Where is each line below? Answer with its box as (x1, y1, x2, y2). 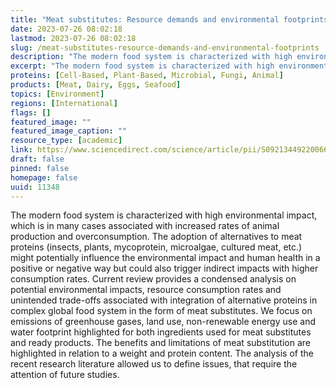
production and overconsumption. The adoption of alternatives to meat (10, 231, 303, 243)
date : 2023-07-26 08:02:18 (10, 24, 123, 34)
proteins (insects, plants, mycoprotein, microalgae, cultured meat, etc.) (10, 241, 303, 253)
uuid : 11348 (10, 182, 60, 192)
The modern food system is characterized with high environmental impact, (10, 209, 318, 221)
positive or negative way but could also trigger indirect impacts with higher (10, 262, 319, 275)
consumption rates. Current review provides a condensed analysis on (10, 273, 297, 285)
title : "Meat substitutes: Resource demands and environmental (10, 14, 280, 25)
